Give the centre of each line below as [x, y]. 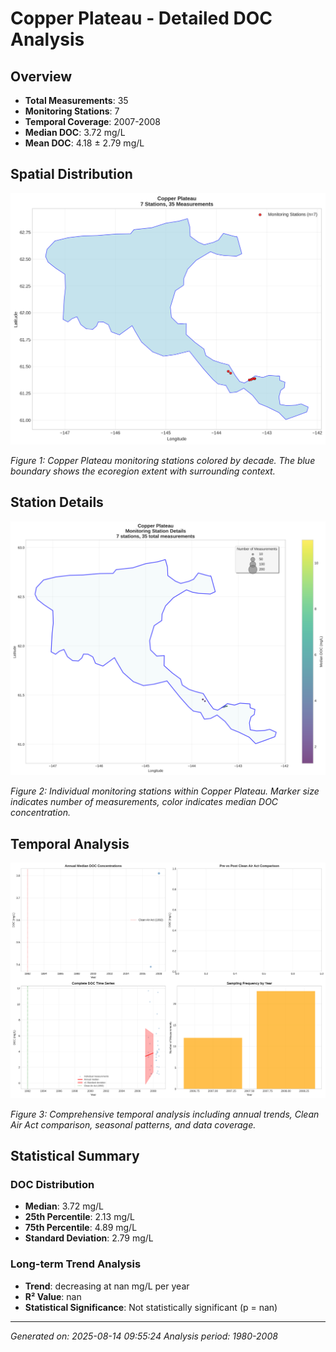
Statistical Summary [75, 1156]
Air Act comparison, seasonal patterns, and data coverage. [133, 1124]
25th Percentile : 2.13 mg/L [79, 1217]
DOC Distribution [52, 1184]
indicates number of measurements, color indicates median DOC [144, 802]
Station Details [57, 502]
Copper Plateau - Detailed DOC [141, 18]
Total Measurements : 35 [76, 100]
